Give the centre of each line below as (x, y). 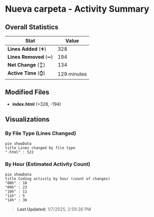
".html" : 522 (20, 152)
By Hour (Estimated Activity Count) (48, 164)
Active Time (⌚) (26, 73)
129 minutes (72, 74)
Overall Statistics (32, 27)
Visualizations (27, 119)
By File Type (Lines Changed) (41, 133)
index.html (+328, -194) (37, 104)
